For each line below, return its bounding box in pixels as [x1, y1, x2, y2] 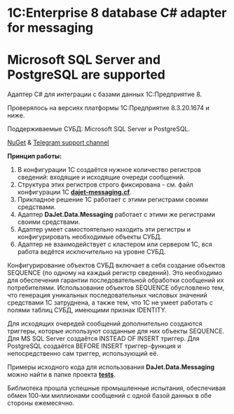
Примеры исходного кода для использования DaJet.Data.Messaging [7, 363, 215, 371]
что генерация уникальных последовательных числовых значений [7, 291, 208, 300]
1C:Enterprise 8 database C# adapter [7, 5, 227, 21]
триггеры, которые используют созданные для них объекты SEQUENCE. [7, 327, 225, 335]
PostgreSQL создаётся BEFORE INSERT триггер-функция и [7, 342, 181, 350]
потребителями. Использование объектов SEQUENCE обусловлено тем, [7, 283, 225, 292]
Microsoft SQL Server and [7, 52, 161, 68]
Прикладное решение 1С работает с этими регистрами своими [17, 195, 209, 204]
